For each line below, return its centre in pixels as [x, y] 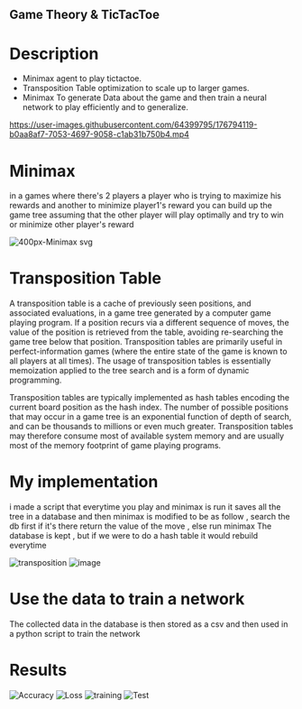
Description [54, 54]
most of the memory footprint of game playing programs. [115, 446]
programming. [36, 380]
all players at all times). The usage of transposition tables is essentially [140, 361]
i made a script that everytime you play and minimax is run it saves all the [145, 507]
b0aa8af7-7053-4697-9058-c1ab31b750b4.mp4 [99, 134]
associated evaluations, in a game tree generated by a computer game [141, 313]
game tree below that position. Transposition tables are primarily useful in [146, 342]
